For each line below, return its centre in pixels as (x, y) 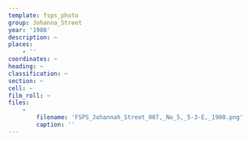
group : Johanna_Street (45, 23)
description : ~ (33, 37)
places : (21, 45)
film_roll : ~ (29, 96)
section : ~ (26, 81)
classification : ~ (38, 74)
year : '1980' (29, 30)
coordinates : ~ (33, 60)
